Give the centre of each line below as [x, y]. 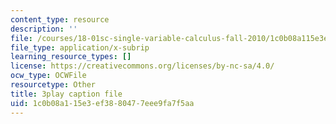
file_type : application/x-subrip [80, 47]
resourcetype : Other [53, 85]
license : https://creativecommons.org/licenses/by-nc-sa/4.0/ [142, 66]
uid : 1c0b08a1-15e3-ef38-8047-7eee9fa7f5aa [102, 103]
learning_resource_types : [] [71, 57]
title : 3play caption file [66, 94]
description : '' [44, 29]
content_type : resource [60, 19]
